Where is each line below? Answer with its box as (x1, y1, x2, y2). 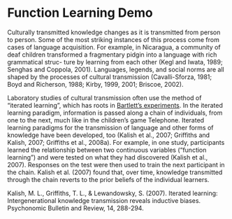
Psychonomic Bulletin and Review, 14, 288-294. (7, 204, 145, 212)
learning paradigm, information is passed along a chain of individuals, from (7, 108, 223, 117)
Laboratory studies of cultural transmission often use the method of (7, 93, 202, 102)
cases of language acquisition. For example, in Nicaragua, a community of (7, 43, 222, 51)
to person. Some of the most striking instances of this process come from (7, 35, 220, 43)
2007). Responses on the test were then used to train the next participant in (7, 160, 225, 169)
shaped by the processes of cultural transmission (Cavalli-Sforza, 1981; (7, 72, 212, 81)
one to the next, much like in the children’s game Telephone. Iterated (7, 115, 205, 124)
